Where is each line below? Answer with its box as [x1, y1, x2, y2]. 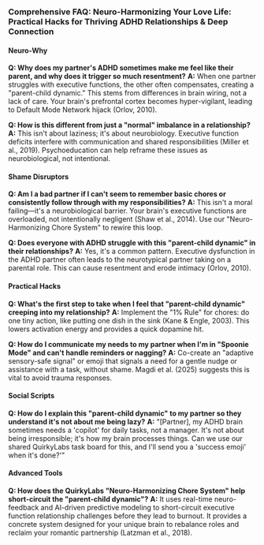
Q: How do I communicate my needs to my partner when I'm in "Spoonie [8, 339, 250, 349]
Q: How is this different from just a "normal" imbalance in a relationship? [8, 121, 251, 130]
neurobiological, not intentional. [8, 154, 111, 163]
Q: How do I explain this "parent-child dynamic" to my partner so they [8, 409, 242, 418]
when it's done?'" [8, 450, 65, 460]
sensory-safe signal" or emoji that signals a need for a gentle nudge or [8, 356, 238, 365]
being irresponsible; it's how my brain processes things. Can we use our [8, 433, 243, 443]
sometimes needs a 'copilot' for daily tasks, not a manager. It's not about [8, 425, 244, 435]
